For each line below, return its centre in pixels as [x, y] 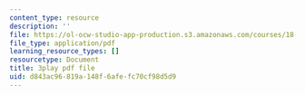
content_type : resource [54, 18]
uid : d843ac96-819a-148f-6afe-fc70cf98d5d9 [93, 77]
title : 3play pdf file [52, 69]
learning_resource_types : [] [64, 52]
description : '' [40, 26]
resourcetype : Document [54, 60]
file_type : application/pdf [63, 43]
